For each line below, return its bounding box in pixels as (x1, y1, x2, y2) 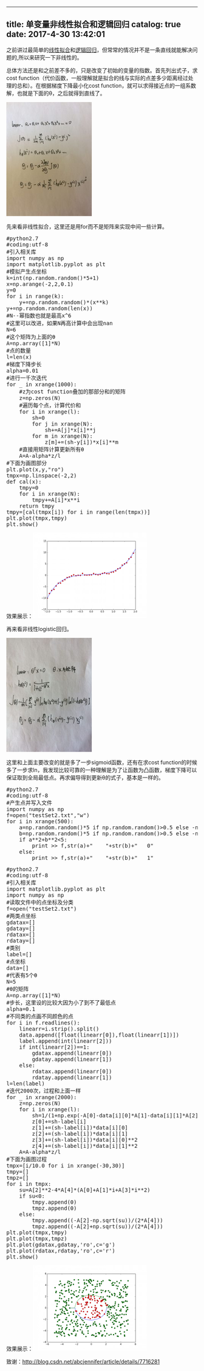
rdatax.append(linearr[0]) (32, 1068, 112, 1075)
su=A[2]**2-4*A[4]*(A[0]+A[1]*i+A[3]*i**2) (19, 1186, 151, 1193)
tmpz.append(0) (32, 1204, 77, 1212)
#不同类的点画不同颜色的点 (6, 1013, 74, 1020)
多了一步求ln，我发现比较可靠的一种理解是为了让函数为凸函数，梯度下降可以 (6, 766, 197, 773)
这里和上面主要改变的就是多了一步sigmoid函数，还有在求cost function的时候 (6, 758, 197, 766)
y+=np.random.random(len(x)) (6, 305, 93, 312)
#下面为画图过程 (6, 1156, 47, 1162)
